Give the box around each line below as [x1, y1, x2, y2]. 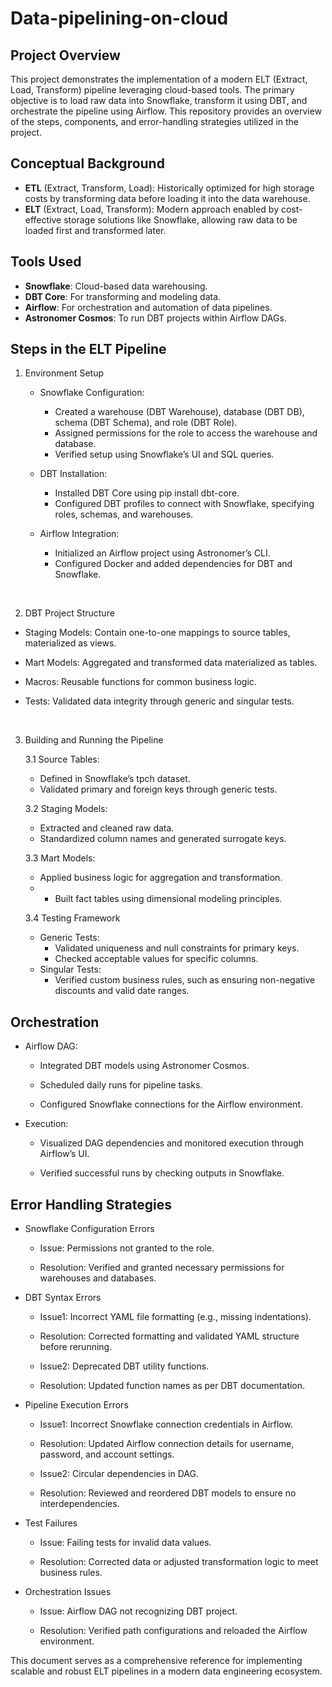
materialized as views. [24, 637, 117, 649]
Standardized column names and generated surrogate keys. [39, 833, 287, 845]
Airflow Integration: [39, 528, 120, 540]
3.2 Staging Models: [24, 803, 108, 815]
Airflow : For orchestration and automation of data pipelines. [24, 301, 273, 313]
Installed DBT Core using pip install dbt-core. [54, 487, 240, 499]
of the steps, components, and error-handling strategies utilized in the [10, 116, 299, 127]
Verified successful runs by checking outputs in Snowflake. [39, 1167, 285, 1179]
